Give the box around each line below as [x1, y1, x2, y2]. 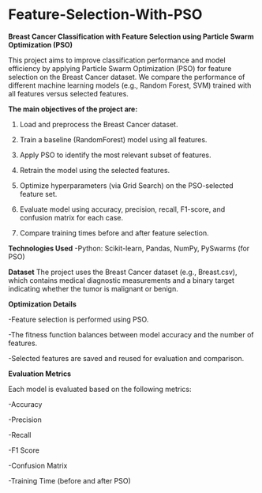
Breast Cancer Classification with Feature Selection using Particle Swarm [8, 32, 254, 41]
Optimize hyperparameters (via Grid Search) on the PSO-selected [19, 180, 234, 190]
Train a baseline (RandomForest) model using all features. [19, 134, 208, 144]
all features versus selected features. [8, 88, 129, 98]
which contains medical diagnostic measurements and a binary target [8, 275, 235, 285]
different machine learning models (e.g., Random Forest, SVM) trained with [8, 81, 252, 90]
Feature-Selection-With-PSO [8, 6, 203, 24]
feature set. [19, 189, 58, 198]
